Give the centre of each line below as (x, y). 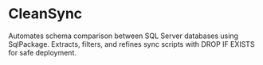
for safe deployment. (43, 52)
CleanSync (45, 14)
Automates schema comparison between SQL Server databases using (124, 36)
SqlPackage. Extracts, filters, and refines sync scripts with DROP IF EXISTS (131, 44)
